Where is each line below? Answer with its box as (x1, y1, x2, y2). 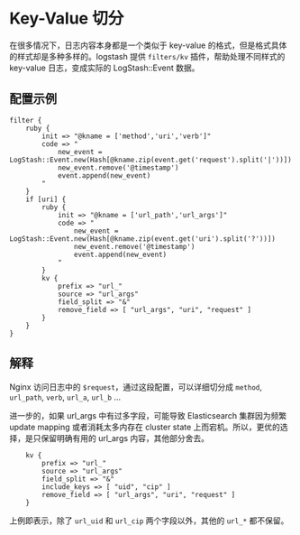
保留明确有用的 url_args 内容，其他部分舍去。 (40, 432, 210, 443)
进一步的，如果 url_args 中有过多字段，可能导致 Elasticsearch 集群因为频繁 (9, 410, 287, 420)
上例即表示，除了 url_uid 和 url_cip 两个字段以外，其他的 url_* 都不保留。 (9, 515, 289, 526)
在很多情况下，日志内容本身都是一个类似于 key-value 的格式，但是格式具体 (9, 40, 287, 51)
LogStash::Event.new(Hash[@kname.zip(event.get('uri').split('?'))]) (9, 234, 277, 244)
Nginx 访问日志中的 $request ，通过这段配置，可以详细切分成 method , (9, 381, 263, 392)
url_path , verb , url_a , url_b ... (9, 392, 122, 402)
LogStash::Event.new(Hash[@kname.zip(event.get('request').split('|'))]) (9, 155, 293, 164)
